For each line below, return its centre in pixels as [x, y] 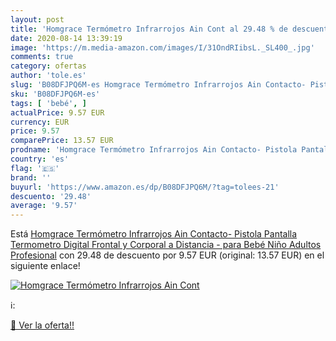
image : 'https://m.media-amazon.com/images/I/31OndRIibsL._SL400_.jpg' [162, 47]
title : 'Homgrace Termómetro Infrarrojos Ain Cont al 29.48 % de [149, 29]
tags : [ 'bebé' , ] [48, 103]
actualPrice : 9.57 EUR [57, 112]
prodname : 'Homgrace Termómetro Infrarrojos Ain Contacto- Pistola [154, 150]
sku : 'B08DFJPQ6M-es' [55, 94]
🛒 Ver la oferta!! [42, 325]
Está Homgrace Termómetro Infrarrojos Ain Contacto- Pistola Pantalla [154, 234]
